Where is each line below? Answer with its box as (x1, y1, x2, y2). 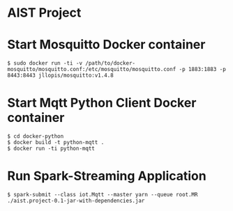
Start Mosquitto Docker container (7, 37, 206, 53)
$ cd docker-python (7, 133, 64, 140)
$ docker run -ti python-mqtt (7, 145, 96, 153)
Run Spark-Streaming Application (7, 169, 207, 184)
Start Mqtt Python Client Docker (7, 95, 197, 111)
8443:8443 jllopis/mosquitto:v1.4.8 (7, 72, 114, 79)
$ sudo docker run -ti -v (7, 60, 82, 67)
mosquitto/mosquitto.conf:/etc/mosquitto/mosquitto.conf (7, 66, 176, 73)
